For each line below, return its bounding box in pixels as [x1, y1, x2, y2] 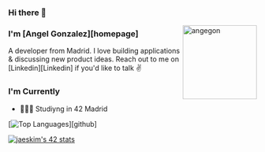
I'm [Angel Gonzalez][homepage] [8, 28, 140, 39]
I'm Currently [8, 86, 61, 97]
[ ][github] [8, 119, 97, 128]
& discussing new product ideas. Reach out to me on [8, 54, 180, 64]
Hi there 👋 [8, 7, 47, 18]
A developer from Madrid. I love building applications [8, 46, 180, 56]
